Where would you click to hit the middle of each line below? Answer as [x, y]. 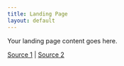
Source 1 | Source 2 [36, 55]
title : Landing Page [38, 14]
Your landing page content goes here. [63, 40]
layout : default [31, 21]
